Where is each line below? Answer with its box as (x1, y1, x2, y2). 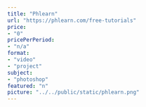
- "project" (7, 63, 42, 70)
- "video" (7, 56, 36, 63)
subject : (7, 69, 33, 76)
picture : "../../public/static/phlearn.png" (7, 89, 140, 96)
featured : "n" (7, 82, 49, 89)
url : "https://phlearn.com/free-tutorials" (7, 17, 137, 24)
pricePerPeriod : (7, 37, 55, 44)
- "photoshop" (7, 75, 49, 83)
